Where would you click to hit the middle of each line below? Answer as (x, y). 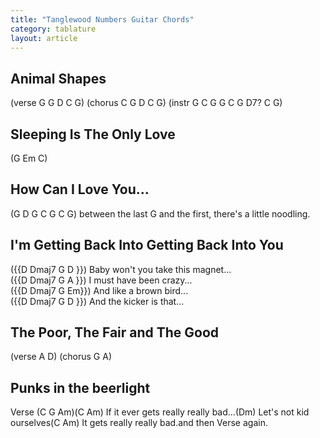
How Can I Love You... (80, 189)
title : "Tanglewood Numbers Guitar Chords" (102, 19)
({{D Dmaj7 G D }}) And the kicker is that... (97, 301)
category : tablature (53, 29)
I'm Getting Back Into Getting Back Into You (147, 245)
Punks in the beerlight (80, 387)
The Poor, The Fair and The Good (115, 332)
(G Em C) (29, 158)
